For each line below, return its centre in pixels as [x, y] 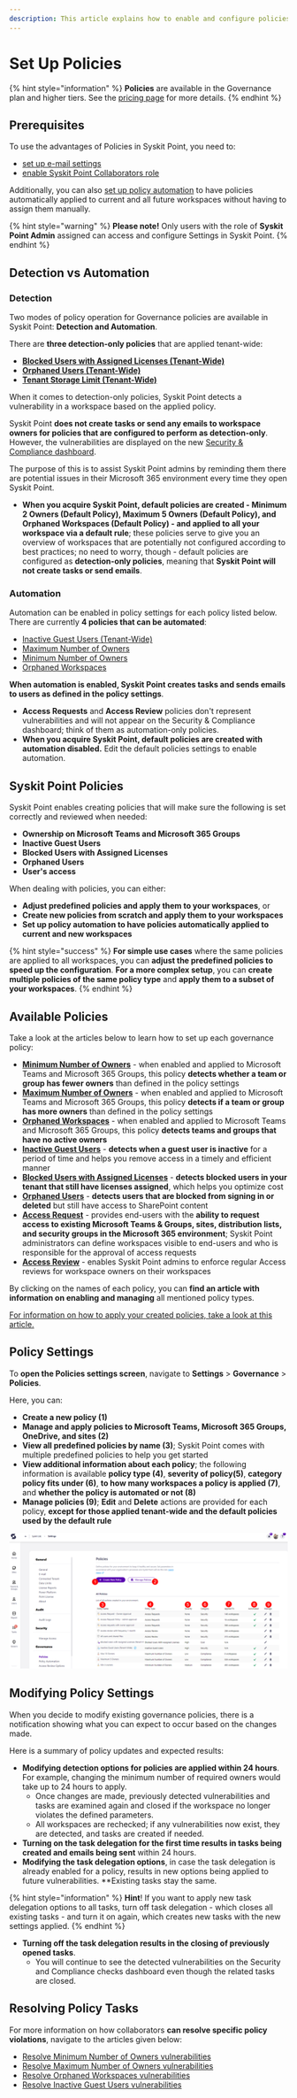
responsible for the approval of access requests [109, 1252]
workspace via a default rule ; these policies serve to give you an [141, 533]
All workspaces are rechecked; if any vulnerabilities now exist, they [157, 1824]
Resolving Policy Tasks [74, 2009]
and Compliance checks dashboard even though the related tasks [155, 1971]
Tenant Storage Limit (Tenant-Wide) [89, 380]
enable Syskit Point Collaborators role [91, 173]
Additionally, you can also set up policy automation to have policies [131, 190]
